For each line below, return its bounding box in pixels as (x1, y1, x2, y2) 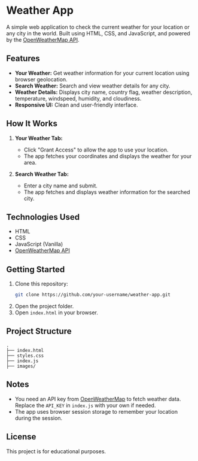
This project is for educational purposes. (6, 447, 106, 455)
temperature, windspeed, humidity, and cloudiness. (14, 95, 142, 102)
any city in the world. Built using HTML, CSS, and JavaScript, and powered (6, 29, 190, 37)
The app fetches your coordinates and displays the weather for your (23, 152, 192, 159)
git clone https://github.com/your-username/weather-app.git (14, 292, 171, 298)
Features (6, 53, 40, 63)
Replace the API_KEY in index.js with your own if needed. (14, 402, 156, 409)
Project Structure (6, 326, 72, 336)
